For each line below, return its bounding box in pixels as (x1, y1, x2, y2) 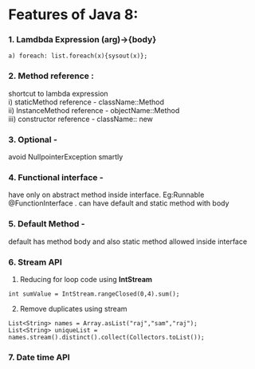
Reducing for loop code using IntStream (19, 274, 153, 284)
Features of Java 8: (8, 6, 139, 24)
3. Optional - (8, 134, 58, 145)
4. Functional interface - (8, 172, 104, 183)
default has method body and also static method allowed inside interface (8, 237, 248, 246)
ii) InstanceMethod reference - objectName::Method (8, 105, 180, 115)
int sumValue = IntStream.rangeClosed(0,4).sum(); (8, 289, 180, 298)
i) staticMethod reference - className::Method (8, 97, 165, 107)
